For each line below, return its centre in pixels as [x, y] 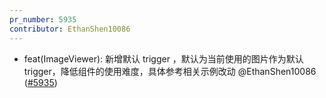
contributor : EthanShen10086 [70, 29]
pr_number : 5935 [43, 19]
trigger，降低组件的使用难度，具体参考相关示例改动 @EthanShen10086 [170, 71]
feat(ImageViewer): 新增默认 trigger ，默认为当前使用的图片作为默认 [163, 58]
